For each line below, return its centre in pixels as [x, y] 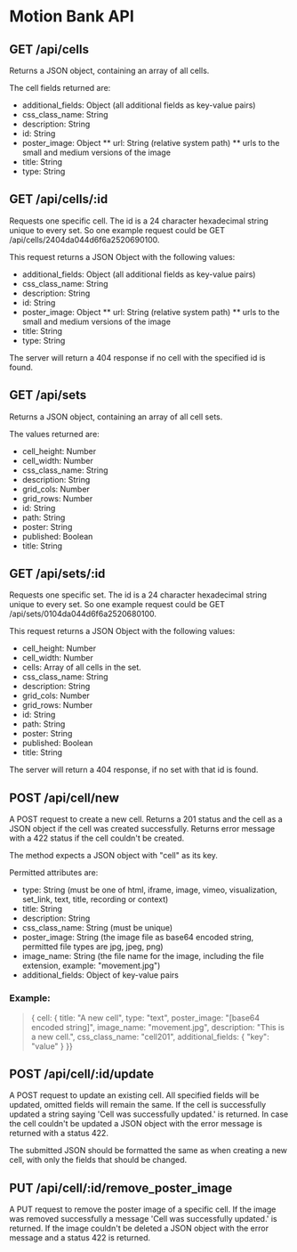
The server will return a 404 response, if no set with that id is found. [134, 770]
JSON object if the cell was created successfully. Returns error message [142, 829]
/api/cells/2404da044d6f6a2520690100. [84, 240]
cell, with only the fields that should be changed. [98, 1160]
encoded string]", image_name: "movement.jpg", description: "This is [157, 1027]
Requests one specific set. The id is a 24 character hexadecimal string [138, 595]
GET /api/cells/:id [59, 199]
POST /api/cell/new [64, 797]
